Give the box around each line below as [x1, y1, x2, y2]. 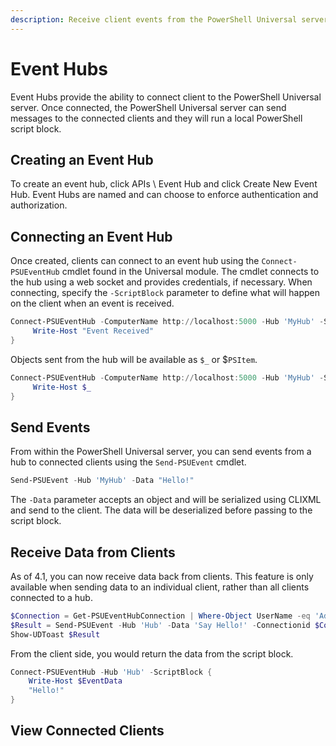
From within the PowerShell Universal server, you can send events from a [10, 446, 312, 458]
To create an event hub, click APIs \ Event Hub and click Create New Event [10, 178, 318, 190]
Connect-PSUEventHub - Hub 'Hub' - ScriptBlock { [10, 667, 213, 677]
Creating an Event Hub [10, 151, 154, 168]
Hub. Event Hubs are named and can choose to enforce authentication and [10, 189, 319, 201]
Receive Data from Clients [10, 544, 176, 561]
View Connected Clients [10, 722, 165, 740]
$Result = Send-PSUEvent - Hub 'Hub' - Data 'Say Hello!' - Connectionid [10, 620, 311, 630]
